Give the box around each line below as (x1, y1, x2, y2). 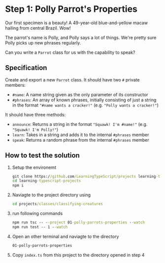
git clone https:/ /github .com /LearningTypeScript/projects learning (12, 174, 156, 179)
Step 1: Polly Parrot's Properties (5, 3, 138, 15)
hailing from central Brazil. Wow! (5, 25, 71, 31)
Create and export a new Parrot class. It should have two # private (5, 76, 140, 82)
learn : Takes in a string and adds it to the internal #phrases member (12, 132, 149, 138)
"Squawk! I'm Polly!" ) (12, 126, 59, 132)
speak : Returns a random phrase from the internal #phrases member (12, 137, 149, 143)
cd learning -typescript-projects (12, 179, 81, 184)
